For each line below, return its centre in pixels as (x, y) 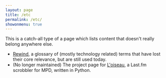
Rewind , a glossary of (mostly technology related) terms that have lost (87, 54)
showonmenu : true (24, 24)
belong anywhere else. (29, 44)
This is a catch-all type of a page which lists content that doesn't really (80, 39)
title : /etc (18, 15)
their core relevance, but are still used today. (60, 60)
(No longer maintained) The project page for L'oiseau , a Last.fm (79, 65)
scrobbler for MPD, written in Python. (52, 70)
